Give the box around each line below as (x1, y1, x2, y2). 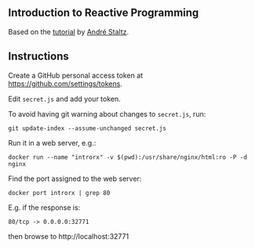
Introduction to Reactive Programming (8, 6, 199, 20)
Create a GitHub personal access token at (8, 70, 144, 80)
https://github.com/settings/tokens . (8, 78, 123, 88)
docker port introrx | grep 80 (8, 189, 111, 197)
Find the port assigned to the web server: (8, 174, 142, 183)
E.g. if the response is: (8, 203, 81, 212)
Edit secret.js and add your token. (8, 94, 122, 103)
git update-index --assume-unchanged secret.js (8, 125, 167, 132)
